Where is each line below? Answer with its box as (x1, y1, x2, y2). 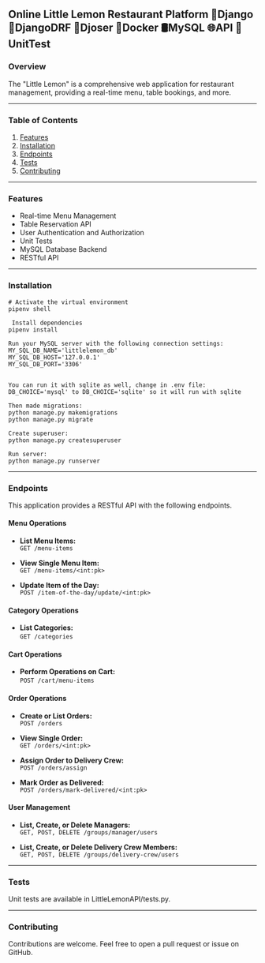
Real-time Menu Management (19, 211, 117, 221)
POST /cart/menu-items (19, 676, 95, 685)
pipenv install (8, 325, 58, 334)
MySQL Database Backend (19, 245, 107, 254)
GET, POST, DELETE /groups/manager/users (19, 828, 158, 837)
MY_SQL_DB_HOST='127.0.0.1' (8, 353, 101, 362)
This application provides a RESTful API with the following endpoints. (8, 500, 233, 510)
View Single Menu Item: (19, 558, 100, 568)
